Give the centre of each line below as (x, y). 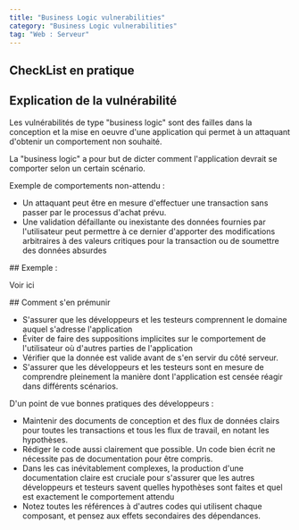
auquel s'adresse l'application (77, 329)
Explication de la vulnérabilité (93, 101)
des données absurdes (64, 250)
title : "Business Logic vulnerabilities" (87, 17)
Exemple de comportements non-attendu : (87, 185)
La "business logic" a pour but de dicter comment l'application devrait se (143, 158)
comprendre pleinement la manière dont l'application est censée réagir (152, 376)
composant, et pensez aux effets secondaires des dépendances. (141, 516)
